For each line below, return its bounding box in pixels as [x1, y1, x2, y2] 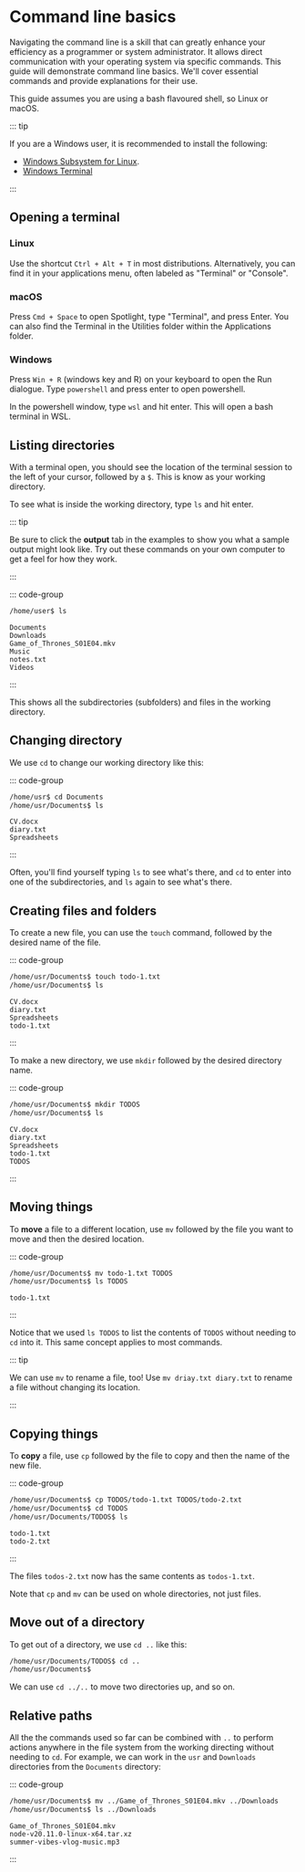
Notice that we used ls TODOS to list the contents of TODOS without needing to [9, 1327, 297, 1338]
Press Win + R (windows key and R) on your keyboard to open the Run [9, 374, 272, 385]
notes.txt [9, 654, 47, 664]
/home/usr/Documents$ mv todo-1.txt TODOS [9, 1269, 173, 1278]
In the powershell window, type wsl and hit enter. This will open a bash [9, 402, 274, 413]
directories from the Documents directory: [9, 1762, 161, 1773]
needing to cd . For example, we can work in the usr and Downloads [9, 1752, 257, 1762]
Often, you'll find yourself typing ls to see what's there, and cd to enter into [9, 867, 291, 878]
